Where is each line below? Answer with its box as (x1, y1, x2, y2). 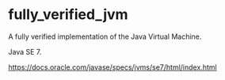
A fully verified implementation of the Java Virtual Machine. (8, 32, 202, 41)
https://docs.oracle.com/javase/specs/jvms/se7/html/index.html (8, 62, 217, 72)
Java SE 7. (8, 47, 42, 56)
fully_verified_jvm (8, 6, 128, 24)
